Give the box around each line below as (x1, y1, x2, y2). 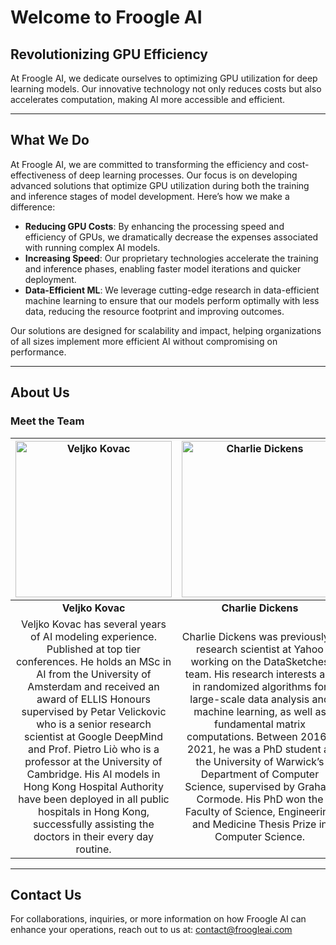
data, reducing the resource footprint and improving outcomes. (24, 305, 285, 317)
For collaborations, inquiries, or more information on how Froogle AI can (10, 913, 307, 925)
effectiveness (10, 169, 67, 181)
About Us (10, 384, 70, 401)
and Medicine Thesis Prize (191, 817, 317, 831)
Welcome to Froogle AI (10, 6, 203, 29)
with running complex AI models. (24, 241, 161, 253)
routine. (75, 842, 112, 856)
